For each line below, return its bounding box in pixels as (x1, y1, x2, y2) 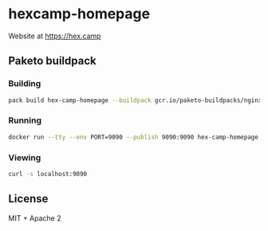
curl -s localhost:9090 (8, 170, 88, 178)
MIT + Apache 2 (8, 213, 61, 223)
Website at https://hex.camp (8, 31, 101, 41)
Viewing (8, 152, 41, 163)
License (8, 192, 49, 206)
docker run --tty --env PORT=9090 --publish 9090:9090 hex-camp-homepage (8, 133, 259, 141)
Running (8, 115, 42, 126)
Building (8, 78, 41, 89)
